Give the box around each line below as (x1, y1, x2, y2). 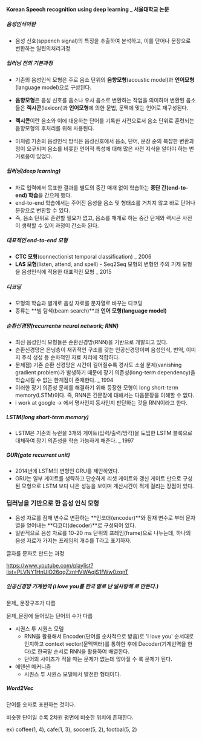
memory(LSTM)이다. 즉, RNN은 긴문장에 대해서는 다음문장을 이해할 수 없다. (15, 391, 195, 399)
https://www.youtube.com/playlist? (6, 562, 94, 569)
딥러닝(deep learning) (6, 167, 61, 175)
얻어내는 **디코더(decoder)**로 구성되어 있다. (26, 522, 137, 529)
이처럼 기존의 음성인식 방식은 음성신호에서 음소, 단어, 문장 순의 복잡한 (15, 137, 178, 145)
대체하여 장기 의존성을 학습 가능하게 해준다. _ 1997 (15, 437, 134, 445)
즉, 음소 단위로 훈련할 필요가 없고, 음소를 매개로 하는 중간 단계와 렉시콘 (15, 214, 181, 221)
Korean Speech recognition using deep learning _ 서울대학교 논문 (6, 5, 169, 13)
